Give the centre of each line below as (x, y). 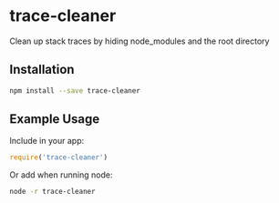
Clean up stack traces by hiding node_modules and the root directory (139, 41)
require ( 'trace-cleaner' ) (58, 157)
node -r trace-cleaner (52, 192)
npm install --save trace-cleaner (75, 91)
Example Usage (55, 119)
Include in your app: (47, 141)
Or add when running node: (61, 175)
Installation (42, 70)
